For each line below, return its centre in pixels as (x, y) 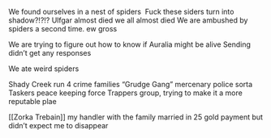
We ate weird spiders (44, 69)
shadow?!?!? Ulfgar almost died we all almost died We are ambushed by (128, 20)
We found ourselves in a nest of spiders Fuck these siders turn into (121, 12)
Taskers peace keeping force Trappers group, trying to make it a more (126, 93)
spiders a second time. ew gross (63, 29)
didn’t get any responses (50, 53)
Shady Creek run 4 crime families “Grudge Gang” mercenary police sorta (131, 84)
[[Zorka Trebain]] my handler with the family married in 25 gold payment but (136, 117)
